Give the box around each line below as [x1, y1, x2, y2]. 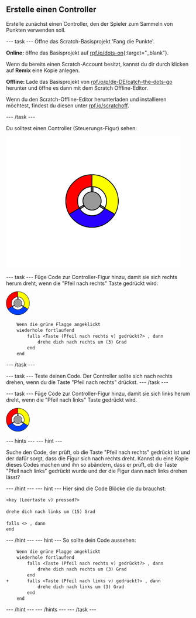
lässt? [6, 473, 20, 480]
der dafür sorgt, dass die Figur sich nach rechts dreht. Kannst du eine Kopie [6, 454, 189, 462]
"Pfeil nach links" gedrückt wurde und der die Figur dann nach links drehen [6, 467, 188, 474]
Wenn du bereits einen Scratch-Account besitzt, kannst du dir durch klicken [6, 60, 189, 67]
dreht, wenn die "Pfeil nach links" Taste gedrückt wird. [6, 396, 137, 403]
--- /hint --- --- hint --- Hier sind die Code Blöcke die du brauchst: [6, 485, 166, 492]
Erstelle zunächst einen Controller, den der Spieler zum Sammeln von [6, 20, 173, 27]
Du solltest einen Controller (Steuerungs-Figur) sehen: [6, 124, 137, 131]
